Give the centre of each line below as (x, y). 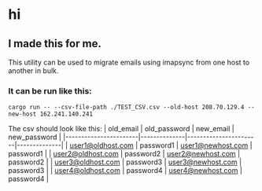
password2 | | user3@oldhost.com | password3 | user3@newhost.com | (125, 162)
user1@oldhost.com (101, 145)
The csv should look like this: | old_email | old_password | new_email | (121, 129)
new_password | (35, 137)
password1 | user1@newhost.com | (196, 145)
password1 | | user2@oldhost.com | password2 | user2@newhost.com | (124, 154)
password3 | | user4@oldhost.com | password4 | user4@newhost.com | (125, 171)
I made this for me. (55, 44)
